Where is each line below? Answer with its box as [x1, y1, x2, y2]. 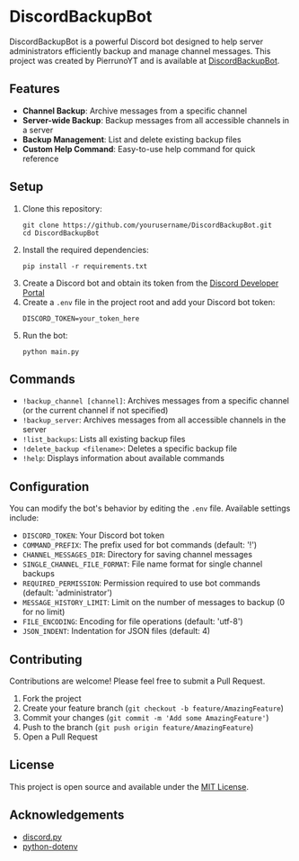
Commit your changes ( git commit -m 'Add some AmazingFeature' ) [22, 712, 269, 722]
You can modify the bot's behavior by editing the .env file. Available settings [9, 503, 291, 514]
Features [9, 81, 60, 96]
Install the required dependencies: [22, 244, 150, 255]
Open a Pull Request [22, 731, 99, 742]
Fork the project [22, 693, 83, 703]
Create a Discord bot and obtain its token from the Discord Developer [22, 277, 279, 288]
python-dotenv [22, 840, 78, 852]
